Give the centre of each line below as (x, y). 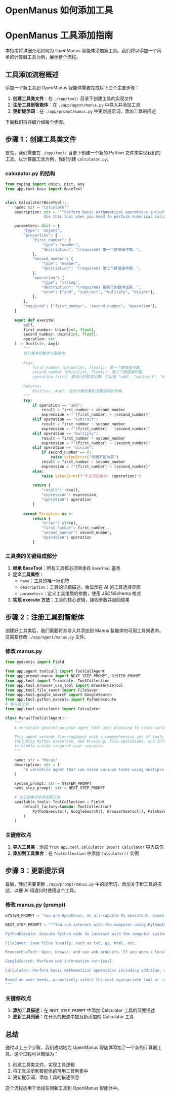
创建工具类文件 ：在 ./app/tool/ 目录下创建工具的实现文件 (73, 98)
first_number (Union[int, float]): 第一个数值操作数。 (88, 368)
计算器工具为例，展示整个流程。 (47, 57)
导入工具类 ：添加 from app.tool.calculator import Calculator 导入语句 (88, 847)
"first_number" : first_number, (74, 528)
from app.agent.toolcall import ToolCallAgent (55, 671)
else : (38, 471)
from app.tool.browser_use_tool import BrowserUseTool (64, 685)
